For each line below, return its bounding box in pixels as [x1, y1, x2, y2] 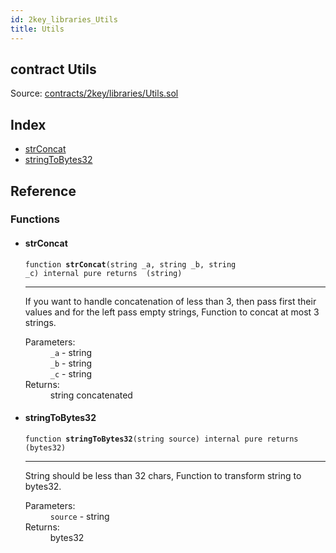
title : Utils [10, 24, 65, 34]
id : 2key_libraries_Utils [10, 14, 118, 25]
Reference [10, 182, 77, 200]
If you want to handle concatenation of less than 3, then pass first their [24, 295, 317, 307]
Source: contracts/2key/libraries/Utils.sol [10, 87, 179, 100]
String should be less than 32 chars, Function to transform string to [24, 469, 302, 481]
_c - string [49, 367, 93, 380]
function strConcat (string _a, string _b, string [24, 259, 237, 270]
